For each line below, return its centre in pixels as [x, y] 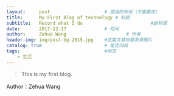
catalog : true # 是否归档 [67, 46]
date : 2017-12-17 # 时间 [63, 29]
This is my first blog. [47, 74]
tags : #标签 [61, 51]
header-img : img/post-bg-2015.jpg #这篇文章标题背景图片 [79, 40]
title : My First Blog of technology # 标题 [68, 18]
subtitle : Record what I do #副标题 [87, 23]
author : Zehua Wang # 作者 [74, 34]
